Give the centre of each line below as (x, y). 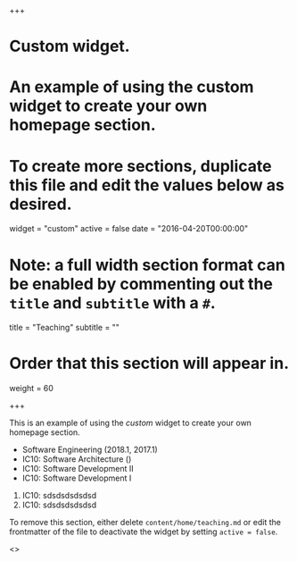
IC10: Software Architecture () (77, 459)
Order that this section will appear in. (149, 364)
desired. (41, 204)
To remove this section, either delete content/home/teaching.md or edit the (145, 523)
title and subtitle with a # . (112, 302)
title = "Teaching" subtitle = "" (65, 328)
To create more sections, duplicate (140, 166)
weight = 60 (31, 389)
